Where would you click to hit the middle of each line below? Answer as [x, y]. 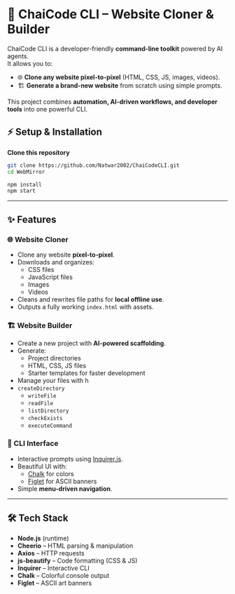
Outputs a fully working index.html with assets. [85, 306]
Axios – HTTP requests [51, 553]
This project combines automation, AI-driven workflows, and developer [113, 102]
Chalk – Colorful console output [63, 576]
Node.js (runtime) [43, 539]
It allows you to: [30, 63]
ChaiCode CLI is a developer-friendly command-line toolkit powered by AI [115, 48]
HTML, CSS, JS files [57, 366]
